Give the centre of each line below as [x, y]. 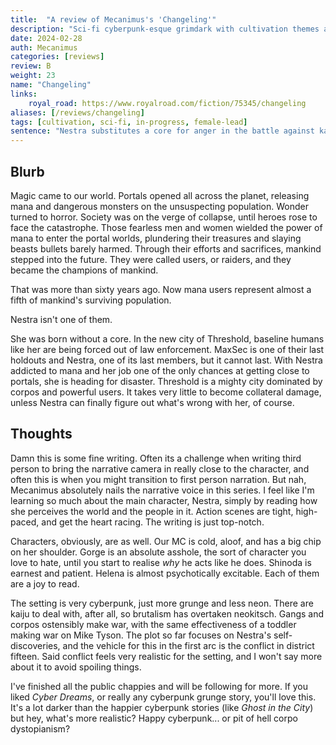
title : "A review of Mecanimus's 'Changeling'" [113, 19]
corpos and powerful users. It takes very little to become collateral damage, [166, 392]
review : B [31, 66]
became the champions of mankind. [84, 270]
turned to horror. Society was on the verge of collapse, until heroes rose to [164, 217]
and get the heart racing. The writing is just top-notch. [153, 522]
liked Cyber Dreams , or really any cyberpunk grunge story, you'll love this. [163, 697]
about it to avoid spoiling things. [76, 667]
